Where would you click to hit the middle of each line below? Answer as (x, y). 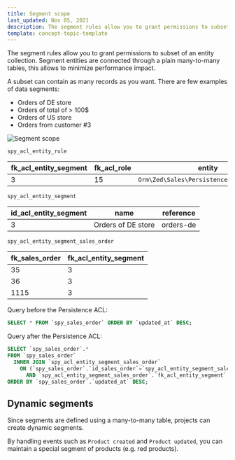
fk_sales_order (36, 258)
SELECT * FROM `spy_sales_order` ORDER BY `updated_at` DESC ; (100, 323)
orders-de (179, 225)
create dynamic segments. (45, 428)
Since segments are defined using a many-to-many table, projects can (109, 420)
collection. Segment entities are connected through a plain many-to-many (114, 61)
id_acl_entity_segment (49, 213)
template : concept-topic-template (58, 33)
